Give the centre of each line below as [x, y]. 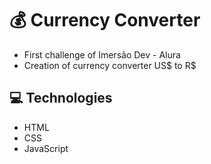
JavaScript [46, 148]
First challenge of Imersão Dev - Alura [102, 54]
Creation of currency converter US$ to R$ [110, 65]
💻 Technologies [61, 98]
